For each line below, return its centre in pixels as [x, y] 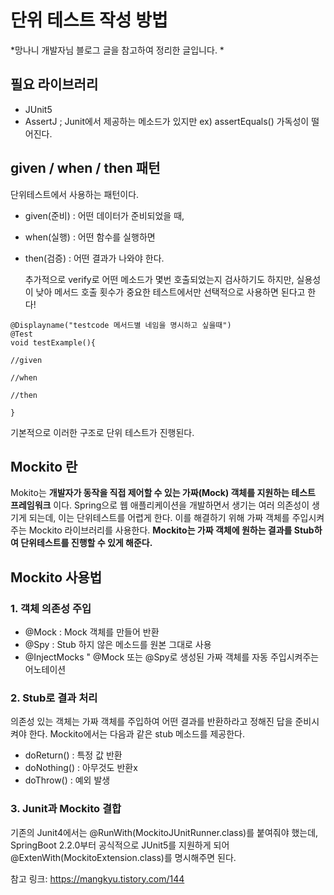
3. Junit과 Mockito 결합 [66, 809]
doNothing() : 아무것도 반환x [81, 768]
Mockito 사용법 [56, 577]
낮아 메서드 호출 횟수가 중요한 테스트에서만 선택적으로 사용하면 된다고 [170, 292]
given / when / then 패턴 [85, 168]
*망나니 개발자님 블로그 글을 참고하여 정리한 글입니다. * [117, 50]
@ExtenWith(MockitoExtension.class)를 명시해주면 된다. [123, 857]
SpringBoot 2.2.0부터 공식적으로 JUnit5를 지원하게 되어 [120, 845]
